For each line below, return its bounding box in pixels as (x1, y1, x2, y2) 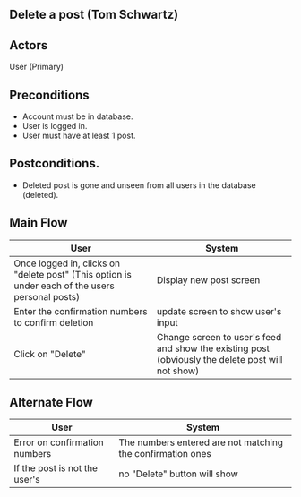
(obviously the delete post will (156, 353, 283, 365)
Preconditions (9, 87, 90, 102)
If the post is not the (13, 462, 99, 475)
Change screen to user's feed (156, 330, 282, 343)
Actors (9, 38, 48, 53)
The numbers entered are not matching (118, 436, 284, 449)
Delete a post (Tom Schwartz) (9, 7, 179, 22)
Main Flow (9, 215, 68, 231)
